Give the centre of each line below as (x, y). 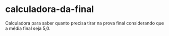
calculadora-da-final (50, 9)
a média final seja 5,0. (28, 28)
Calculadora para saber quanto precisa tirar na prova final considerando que (85, 23)
